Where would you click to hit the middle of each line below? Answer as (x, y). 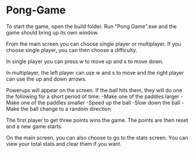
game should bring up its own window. (53, 32)
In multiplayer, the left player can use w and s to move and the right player (95, 72)
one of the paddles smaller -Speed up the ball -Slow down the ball (100, 102)
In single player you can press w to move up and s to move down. (85, 61)
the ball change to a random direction (65, 109)
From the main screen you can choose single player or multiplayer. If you (93, 44)
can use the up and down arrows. (46, 79)
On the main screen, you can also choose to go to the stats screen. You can (97, 137)
